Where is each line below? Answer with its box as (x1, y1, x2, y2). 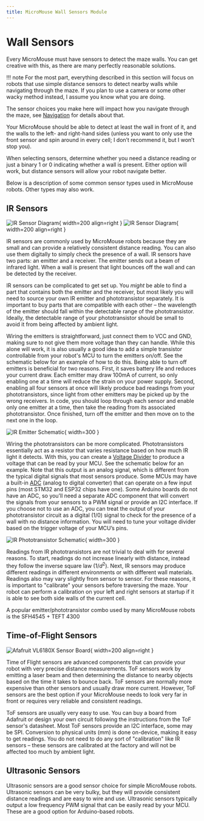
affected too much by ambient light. (6, 748, 95, 755)
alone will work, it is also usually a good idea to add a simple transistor (6, 346, 183, 353)
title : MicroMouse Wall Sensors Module (6, 9, 107, 15)
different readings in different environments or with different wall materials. (6, 569, 194, 576)
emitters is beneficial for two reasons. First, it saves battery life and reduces (6, 365, 196, 372)
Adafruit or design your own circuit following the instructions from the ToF (6, 716, 191, 723)
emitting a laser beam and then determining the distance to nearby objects (6, 671, 193, 678)
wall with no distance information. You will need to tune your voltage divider (6, 518, 196, 525)
